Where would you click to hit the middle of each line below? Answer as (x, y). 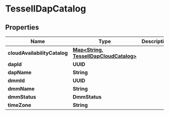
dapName (20, 72)
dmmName (21, 89)
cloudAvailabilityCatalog (38, 53)
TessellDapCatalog (46, 9)
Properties (22, 27)
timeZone (20, 105)
